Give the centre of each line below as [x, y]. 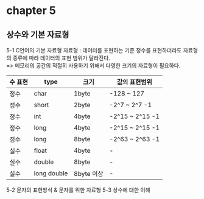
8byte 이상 [89, 174]
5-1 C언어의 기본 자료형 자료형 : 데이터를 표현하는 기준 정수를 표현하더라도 [94, 50]
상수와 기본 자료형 [38, 34]
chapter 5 [31, 11]
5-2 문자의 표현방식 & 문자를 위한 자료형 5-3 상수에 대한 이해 [78, 190]
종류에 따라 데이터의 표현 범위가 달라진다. [62, 58]
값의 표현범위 [134, 82]
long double [51, 173]
